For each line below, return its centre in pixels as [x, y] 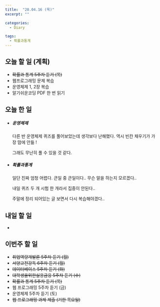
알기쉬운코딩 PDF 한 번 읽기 [38, 93]
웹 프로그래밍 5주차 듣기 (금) [39, 287]
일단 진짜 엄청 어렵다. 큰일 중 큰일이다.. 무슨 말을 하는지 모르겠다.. [74, 178]
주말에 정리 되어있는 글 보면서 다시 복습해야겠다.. [58, 199]
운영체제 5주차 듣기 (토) [35, 293]
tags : [10, 36]
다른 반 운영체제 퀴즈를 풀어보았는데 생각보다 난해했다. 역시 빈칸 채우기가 [81, 136]
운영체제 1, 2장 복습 [31, 86]
